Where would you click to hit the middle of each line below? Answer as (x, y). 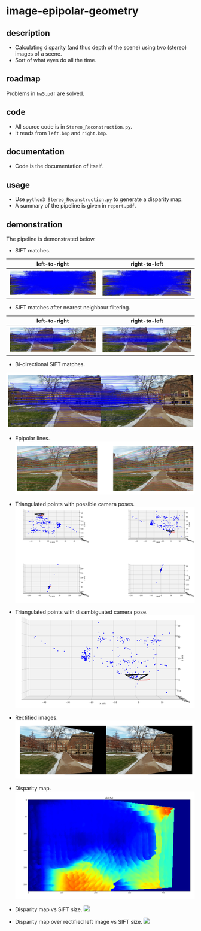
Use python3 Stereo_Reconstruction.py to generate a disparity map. (99, 199)
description (28, 33)
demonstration (34, 225)
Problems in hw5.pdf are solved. (45, 93)
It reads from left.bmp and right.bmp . (61, 133)
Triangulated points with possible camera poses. (74, 504)
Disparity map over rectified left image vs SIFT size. (78, 922)
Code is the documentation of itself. (59, 166)
